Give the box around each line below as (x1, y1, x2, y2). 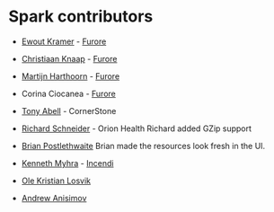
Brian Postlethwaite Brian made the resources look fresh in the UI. (21, 140, 266, 151)
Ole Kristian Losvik (21, 175, 92, 186)
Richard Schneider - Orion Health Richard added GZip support (21, 123, 252, 134)
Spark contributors (8, 6, 154, 27)
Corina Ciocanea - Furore (21, 88, 116, 99)
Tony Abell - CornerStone (21, 105, 117, 116)
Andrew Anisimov (21, 192, 87, 203)
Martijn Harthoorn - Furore (21, 70, 120, 82)
